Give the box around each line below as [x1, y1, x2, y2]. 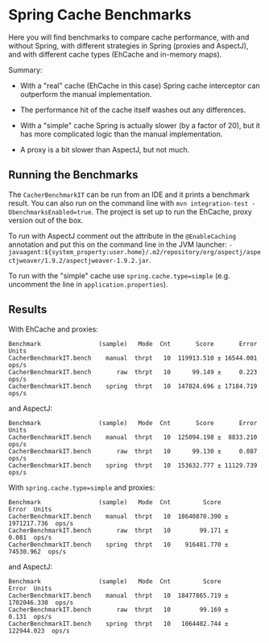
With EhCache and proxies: [8, 324, 99, 334]
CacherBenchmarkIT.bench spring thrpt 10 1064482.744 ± [8, 620, 229, 628]
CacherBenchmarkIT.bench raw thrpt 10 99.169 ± [8, 605, 229, 614]
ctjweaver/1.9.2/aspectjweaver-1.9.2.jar [8, 257, 150, 265]
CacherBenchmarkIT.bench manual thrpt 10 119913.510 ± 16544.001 [8, 353, 258, 362]
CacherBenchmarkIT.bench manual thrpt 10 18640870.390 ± [8, 512, 229, 520]
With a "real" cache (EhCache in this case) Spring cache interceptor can [19, 81, 260, 90]
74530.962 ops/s [8, 547, 67, 556]
